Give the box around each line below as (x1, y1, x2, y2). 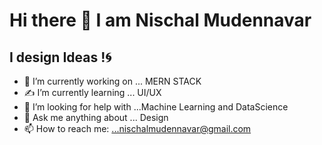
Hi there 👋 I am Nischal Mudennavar (9, 9, 312, 32)
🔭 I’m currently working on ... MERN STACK (23, 75, 202, 87)
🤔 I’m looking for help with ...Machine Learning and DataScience (23, 101, 289, 113)
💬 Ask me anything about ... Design (23, 112, 169, 123)
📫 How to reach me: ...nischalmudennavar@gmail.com (23, 123, 252, 134)
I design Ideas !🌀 (9, 49, 112, 66)
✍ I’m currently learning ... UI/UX (23, 87, 162, 98)
